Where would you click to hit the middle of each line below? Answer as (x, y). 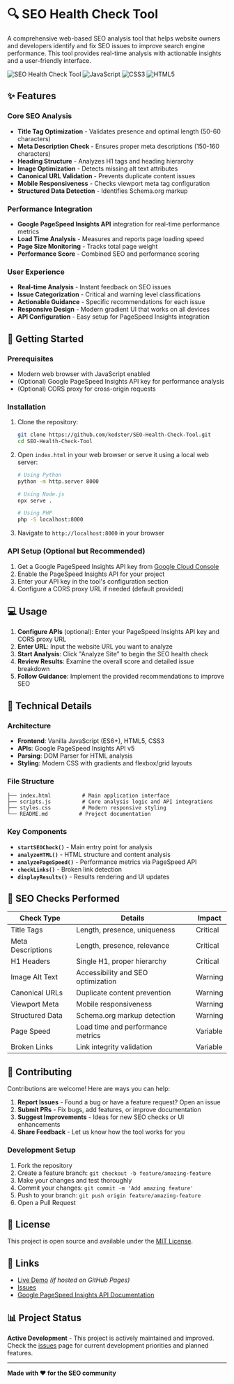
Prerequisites (30, 359)
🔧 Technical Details (50, 706)
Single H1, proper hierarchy (122, 961)
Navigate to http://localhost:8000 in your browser (91, 533)
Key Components (37, 832)
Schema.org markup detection (126, 1016)
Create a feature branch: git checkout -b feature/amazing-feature (114, 1173)
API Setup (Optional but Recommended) (76, 552)
